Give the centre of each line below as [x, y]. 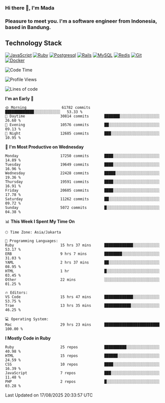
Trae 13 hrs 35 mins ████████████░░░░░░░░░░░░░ [82, 305]
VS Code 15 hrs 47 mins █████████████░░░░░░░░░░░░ [82, 297]
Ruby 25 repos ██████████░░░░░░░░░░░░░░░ [82, 347]
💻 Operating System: [27, 319]
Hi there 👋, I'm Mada [30, 8]
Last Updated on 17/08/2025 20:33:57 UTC [49, 395]
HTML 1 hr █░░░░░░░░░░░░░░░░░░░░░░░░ [82, 271]
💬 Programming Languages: [32, 241]
